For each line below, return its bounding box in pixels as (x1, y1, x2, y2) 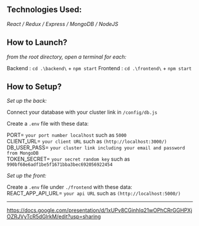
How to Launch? (6, 38, 67, 48)
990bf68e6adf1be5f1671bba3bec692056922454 (6, 162, 113, 168)
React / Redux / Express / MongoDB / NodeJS (6, 20, 119, 27)
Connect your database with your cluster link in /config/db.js (6, 109, 158, 116)
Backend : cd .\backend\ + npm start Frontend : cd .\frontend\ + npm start (6, 64, 192, 71)
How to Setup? (6, 82, 62, 92)
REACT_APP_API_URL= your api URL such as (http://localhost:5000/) (6, 190, 181, 197)
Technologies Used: (6, 5, 82, 15)
